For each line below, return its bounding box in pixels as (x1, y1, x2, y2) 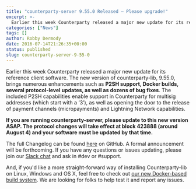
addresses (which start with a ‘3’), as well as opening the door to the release (6, 99, 190, 106)
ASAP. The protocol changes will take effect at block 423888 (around (6, 123, 178, 129)
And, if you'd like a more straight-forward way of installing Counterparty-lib (6, 164, 187, 171)
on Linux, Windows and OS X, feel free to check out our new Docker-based (6, 170, 187, 177)
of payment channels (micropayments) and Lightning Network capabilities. (6, 105, 185, 112)
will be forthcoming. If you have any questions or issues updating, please (6, 146, 182, 153)
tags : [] (6, 30, 27, 36)
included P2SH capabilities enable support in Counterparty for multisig (6, 93, 176, 100)
